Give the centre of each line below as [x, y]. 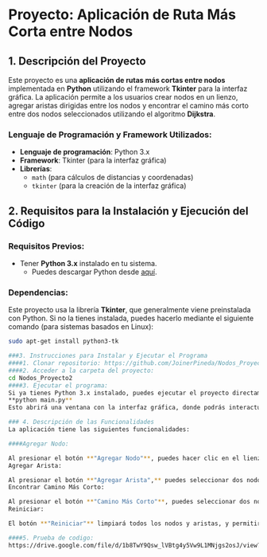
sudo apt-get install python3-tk [64, 341]
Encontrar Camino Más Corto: [56, 488]
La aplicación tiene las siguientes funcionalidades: [99, 430]
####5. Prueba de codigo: [51, 538]
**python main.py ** [41, 400]
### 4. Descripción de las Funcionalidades [81, 422]
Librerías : [36, 169]
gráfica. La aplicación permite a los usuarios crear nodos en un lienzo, [123, 97]
